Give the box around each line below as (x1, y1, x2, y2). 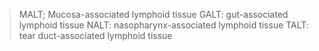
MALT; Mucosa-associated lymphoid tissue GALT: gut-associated (18, 9, 289, 20)
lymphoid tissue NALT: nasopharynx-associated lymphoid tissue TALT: (18, 19, 309, 31)
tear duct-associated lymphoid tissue (18, 30, 173, 41)
